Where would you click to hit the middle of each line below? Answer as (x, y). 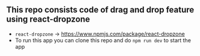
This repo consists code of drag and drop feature (100, 10)
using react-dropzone (48, 20)
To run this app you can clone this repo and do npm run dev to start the (103, 40)
